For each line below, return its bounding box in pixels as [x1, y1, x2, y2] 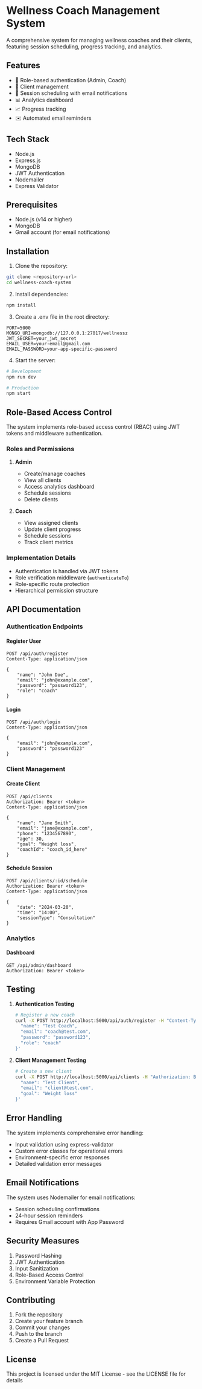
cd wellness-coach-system [6, 279, 71, 286]
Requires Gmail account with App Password [14, 1218, 124, 1225]
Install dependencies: [14, 290, 69, 298]
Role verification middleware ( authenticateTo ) [14, 574, 130, 581]
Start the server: [14, 356, 56, 363]
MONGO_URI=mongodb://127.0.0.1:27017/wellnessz [6, 330, 128, 336]
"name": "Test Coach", [21, 1023, 78, 1029]
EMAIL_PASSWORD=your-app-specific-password [6, 346, 118, 352]
